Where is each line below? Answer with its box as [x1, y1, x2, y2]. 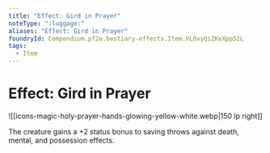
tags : [8, 42, 27, 50]
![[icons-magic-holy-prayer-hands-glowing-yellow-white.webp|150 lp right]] [8, 111, 263, 121]
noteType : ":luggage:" [8, 19, 85, 28]
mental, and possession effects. [8, 135, 115, 145]
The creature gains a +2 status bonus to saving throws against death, [8, 126, 240, 136]
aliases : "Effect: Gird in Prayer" [8, 27, 129, 35]
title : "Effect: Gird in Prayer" [8, 11, 121, 20]
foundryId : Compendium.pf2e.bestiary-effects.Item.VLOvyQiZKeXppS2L [8, 34, 244, 43]
